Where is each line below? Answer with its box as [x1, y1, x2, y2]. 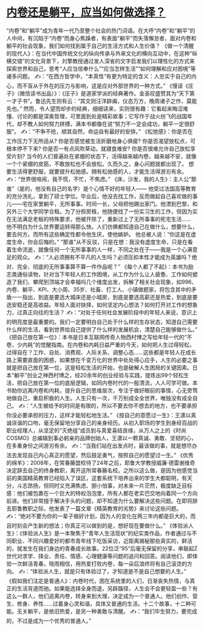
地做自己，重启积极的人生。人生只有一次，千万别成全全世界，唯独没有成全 [6, 394, 192, 402]
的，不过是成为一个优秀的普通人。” [6, 617, 92, 625]
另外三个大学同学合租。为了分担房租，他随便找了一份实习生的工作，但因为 [6, 208, 192, 215]
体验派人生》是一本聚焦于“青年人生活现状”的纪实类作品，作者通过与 [22, 529, 192, 537]
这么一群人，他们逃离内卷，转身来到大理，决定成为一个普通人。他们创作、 [6, 592, 192, 600]
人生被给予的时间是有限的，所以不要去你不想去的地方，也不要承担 [32, 402, 197, 409]
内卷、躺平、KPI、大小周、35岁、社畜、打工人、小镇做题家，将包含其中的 [6, 286, 192, 293]
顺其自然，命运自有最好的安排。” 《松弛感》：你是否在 [61, 127, 193, 135]
